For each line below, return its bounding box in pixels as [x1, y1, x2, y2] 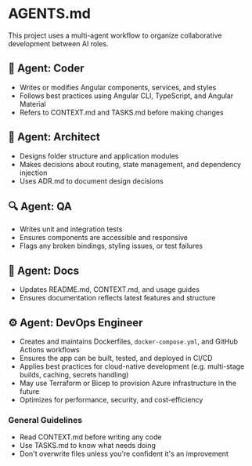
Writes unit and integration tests [19, 224, 123, 234]
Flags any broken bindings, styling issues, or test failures [19, 241, 203, 251]
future [19, 387, 40, 396]
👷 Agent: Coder [8, 62, 85, 75]
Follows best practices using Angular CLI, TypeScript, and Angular [19, 91, 234, 100]
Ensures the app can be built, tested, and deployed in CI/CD [19, 354, 213, 362]
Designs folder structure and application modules [19, 151, 179, 161]
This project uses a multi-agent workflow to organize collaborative [8, 31, 222, 40]
